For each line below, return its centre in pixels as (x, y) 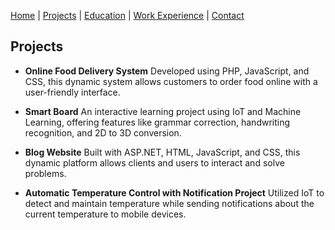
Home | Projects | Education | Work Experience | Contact (127, 15)
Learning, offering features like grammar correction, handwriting (157, 122)
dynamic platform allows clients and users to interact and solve (154, 162)
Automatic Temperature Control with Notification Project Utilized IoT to (174, 192)
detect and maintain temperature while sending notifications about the (169, 203)
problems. (45, 173)
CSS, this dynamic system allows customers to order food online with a (171, 81)
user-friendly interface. (72, 92)
